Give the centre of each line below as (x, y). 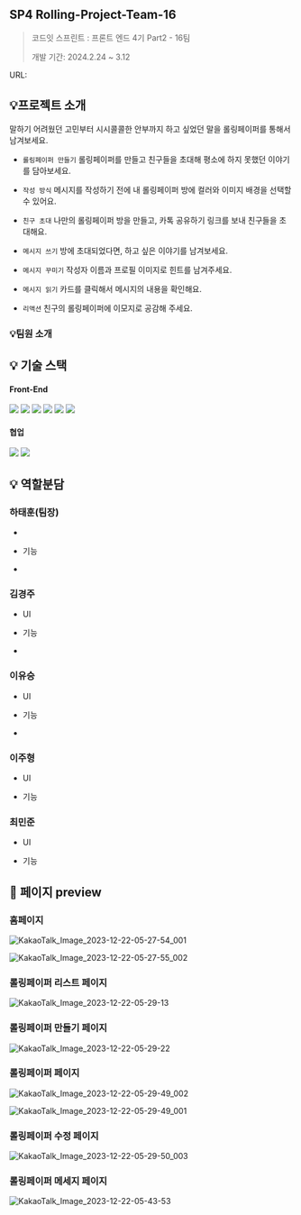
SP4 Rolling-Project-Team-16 (93, 15)
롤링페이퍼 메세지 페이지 (59, 1182)
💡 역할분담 (37, 484)
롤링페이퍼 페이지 (45, 1073)
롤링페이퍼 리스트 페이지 (59, 982)
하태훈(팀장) (34, 512)
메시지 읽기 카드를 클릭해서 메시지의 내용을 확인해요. (112, 288)
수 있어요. (39, 201)
